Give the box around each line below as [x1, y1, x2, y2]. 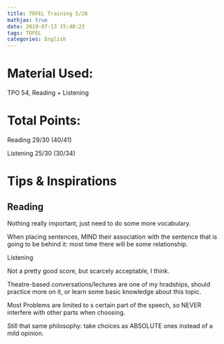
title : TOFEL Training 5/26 [7, 10, 88, 17]
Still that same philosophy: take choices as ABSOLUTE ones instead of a [7, 322, 213, 329]
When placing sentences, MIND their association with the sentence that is [7, 233, 218, 241]
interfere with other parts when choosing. [7, 309, 126, 316]
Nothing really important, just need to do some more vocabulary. [7, 219, 192, 227]
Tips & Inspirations [7, 174, 118, 189]
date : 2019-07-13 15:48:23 [7, 23, 85, 30]
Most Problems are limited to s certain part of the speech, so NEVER [7, 301, 202, 309]
